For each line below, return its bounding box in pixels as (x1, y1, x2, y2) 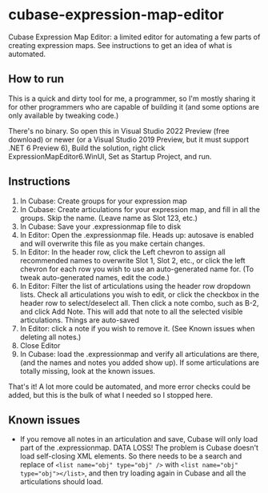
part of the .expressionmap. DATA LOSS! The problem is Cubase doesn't (19, 443, 258, 453)
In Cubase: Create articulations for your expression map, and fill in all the (19, 204, 260, 214)
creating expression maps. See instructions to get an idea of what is (8, 40, 233, 50)
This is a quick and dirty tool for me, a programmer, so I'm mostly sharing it (8, 94, 256, 103)
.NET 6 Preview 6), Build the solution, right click (8, 142, 166, 153)
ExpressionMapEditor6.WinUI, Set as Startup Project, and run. (8, 151, 212, 161)
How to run (8, 72, 65, 86)
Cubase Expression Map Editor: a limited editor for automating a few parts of (8, 32, 261, 42)
